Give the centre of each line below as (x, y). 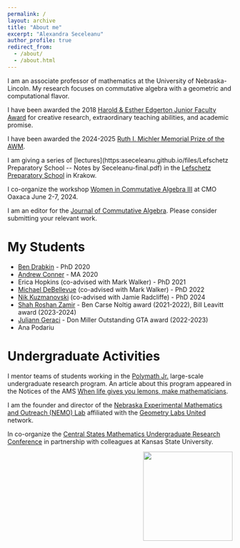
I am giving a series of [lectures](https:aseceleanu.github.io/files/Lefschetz (118, 160)
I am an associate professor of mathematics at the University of (101, 81)
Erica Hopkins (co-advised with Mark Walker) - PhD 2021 (102, 282)
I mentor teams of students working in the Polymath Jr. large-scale (105, 376)
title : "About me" (35, 27)
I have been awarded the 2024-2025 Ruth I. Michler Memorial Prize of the (116, 138)
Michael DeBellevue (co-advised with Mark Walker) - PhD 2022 (111, 289)
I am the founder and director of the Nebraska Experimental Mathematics (115, 405)
